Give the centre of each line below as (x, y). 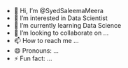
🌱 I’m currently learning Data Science (67, 25)
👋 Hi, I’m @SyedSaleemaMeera (58, 11)
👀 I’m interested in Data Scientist (61, 18)
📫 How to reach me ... (46, 41)
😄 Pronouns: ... (36, 51)
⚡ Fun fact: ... (33, 58)
